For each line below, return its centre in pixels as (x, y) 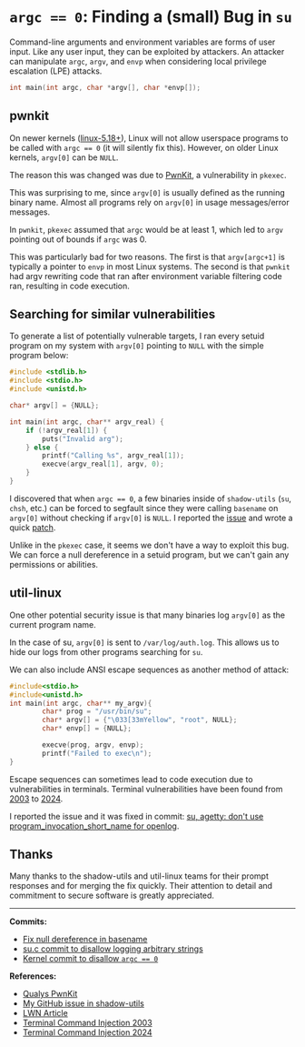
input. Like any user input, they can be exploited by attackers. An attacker (147, 51)
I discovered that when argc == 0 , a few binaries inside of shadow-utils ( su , (151, 498)
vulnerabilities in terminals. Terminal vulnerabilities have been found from (146, 789)
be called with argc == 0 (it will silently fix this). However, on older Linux (144, 147)
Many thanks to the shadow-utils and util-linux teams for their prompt (139, 876)
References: (33, 976)
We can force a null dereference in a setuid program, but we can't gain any (149, 554)
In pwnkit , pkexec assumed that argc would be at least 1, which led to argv (147, 229)
